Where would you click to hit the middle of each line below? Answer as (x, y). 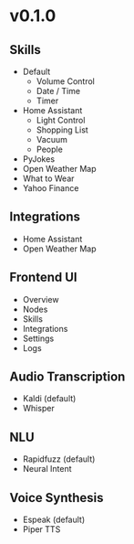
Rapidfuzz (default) (59, 459)
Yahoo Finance (51, 188)
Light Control (61, 120)
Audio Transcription (67, 377)
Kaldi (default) (49, 399)
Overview (41, 299)
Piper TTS (41, 529)
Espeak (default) (54, 520)
